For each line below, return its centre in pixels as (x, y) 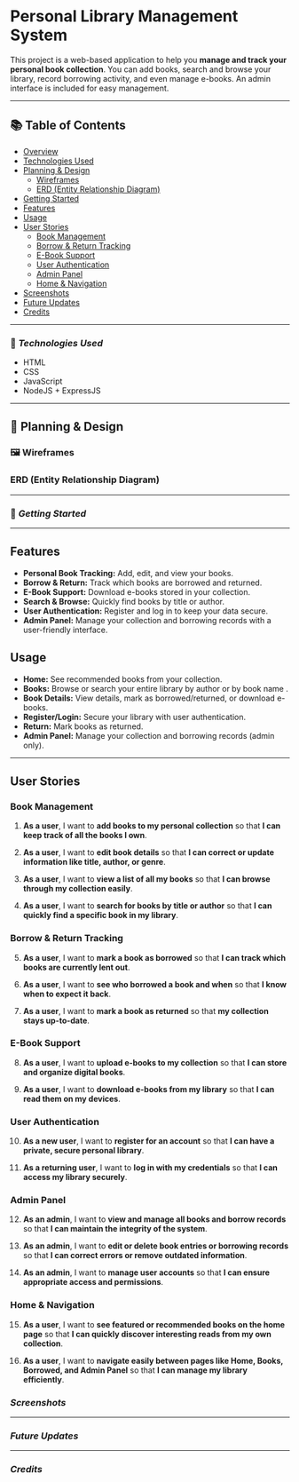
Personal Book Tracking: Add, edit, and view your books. (128, 573)
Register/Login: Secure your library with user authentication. (134, 717)
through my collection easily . (78, 889)
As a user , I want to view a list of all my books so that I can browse (146, 879)
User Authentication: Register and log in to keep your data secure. (146, 611)
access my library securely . (75, 1177)
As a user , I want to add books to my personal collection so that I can (152, 826)
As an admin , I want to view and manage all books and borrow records (154, 1219)
